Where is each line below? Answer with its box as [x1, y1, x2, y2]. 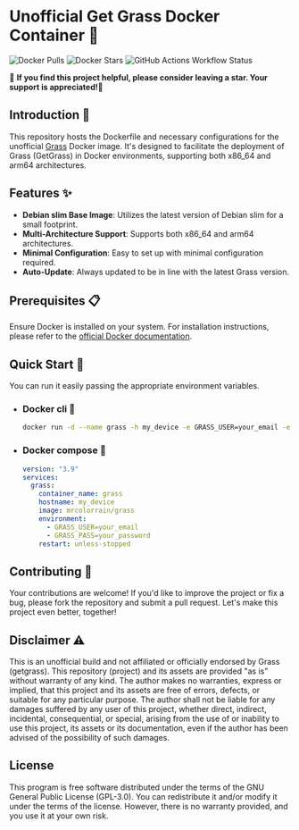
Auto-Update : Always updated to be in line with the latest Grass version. [21, 266, 290, 277]
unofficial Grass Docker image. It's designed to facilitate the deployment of [9, 140, 285, 151]
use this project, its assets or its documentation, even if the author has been [9, 723, 288, 734]
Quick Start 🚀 [9, 356, 85, 372]
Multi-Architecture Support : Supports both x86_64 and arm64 [21, 228, 254, 239]
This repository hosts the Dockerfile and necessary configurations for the [9, 131, 279, 142]
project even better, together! [9, 607, 118, 617]
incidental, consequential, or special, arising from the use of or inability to [9, 713, 279, 725]
